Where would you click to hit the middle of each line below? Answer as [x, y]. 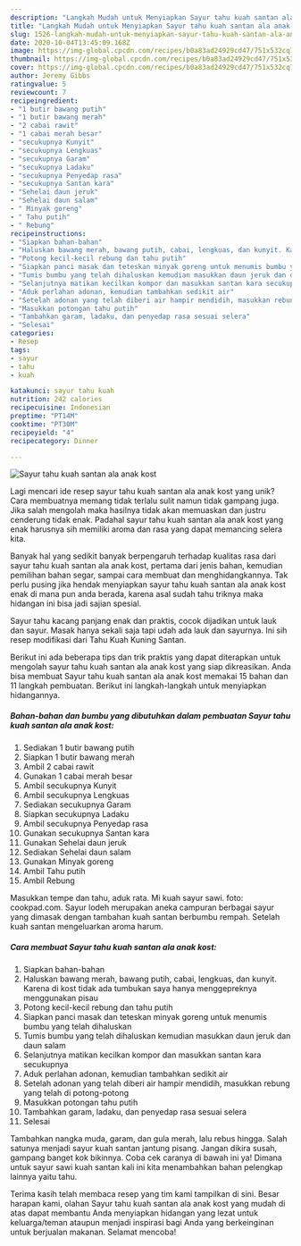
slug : [20, 34]
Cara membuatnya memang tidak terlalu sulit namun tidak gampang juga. [145, 501]
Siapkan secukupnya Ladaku [76, 814]
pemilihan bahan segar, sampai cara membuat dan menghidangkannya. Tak [149, 575]
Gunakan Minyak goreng [68, 862]
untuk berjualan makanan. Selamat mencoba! [93, 1232]
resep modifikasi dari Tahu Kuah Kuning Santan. [98, 640]
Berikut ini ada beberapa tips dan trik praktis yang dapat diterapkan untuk [146, 657]
